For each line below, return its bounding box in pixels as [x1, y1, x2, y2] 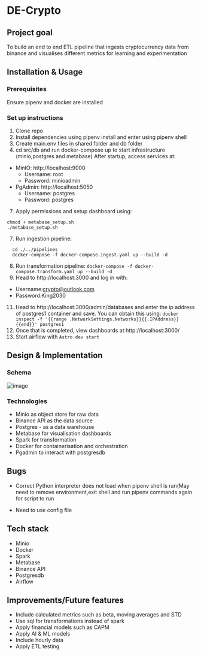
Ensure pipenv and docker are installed [7, 98, 103, 105]
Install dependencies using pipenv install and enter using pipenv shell [15, 133, 187, 141]
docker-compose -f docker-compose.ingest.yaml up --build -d [12, 252, 168, 258]
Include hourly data [15, 636, 63, 644]
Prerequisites [7, 85, 47, 93]
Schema [7, 368, 32, 377]
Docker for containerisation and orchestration [15, 442, 128, 449]
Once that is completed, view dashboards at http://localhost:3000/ [15, 327, 180, 334]
